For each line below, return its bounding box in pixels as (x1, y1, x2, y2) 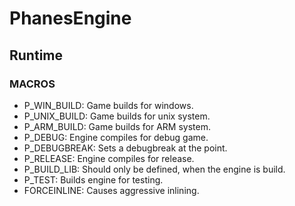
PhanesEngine (9, 7, 132, 30)
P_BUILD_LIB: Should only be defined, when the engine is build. (23, 163, 286, 175)
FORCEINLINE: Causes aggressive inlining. (23, 184, 200, 196)
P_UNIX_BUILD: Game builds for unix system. (23, 110, 211, 122)
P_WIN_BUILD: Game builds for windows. (23, 99, 194, 111)
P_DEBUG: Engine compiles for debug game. (23, 131, 209, 143)
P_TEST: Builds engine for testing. (23, 173, 164, 186)
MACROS (9, 77, 56, 91)
